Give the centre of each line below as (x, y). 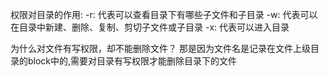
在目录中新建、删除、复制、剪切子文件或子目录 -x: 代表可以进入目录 (150, 27)
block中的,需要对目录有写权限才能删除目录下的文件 (132, 61)
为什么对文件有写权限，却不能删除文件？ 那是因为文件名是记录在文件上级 (160, 48)
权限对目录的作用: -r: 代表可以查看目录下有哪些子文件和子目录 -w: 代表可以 (164, 14)
